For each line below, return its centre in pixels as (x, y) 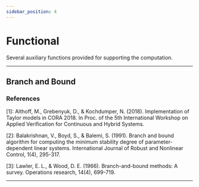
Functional (33, 41)
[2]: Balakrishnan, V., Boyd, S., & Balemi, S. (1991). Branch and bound (90, 136)
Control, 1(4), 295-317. (33, 154)
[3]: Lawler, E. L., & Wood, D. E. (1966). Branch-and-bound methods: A (92, 166)
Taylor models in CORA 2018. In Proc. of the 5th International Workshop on (97, 118)
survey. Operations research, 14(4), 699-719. (61, 172)
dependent (20, 148)
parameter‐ (159, 142)
